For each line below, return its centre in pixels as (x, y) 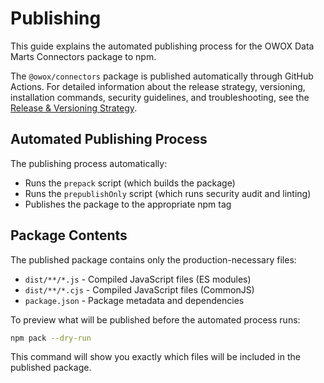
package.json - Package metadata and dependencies (134, 300)
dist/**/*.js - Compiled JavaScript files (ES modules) (138, 279)
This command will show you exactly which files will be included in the (155, 357)
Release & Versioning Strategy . (74, 108)
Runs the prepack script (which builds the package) (130, 183)
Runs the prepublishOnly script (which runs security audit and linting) (168, 193)
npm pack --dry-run (51, 338)
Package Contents (69, 235)
